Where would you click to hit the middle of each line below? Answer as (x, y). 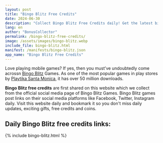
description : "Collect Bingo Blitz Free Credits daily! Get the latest (79, 23)
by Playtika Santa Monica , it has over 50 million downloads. (64, 79)
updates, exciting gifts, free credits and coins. (51, 109)
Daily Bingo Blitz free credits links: (58, 124)
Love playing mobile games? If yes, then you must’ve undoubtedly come (77, 68)
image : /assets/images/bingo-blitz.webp (47, 41)
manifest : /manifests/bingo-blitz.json (45, 50)
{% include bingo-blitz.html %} (36, 136)
